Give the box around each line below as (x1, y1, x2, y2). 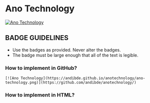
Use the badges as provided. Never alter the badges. (12, 47, 121, 52)
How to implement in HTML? (5, 91, 75, 98)
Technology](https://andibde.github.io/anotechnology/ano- (20, 76, 146, 81)
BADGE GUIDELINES (5, 34, 69, 42)
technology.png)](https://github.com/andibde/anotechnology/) (5, 80, 137, 85)
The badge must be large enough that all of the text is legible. (12, 52, 139, 58)
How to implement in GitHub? (5, 64, 77, 71)
